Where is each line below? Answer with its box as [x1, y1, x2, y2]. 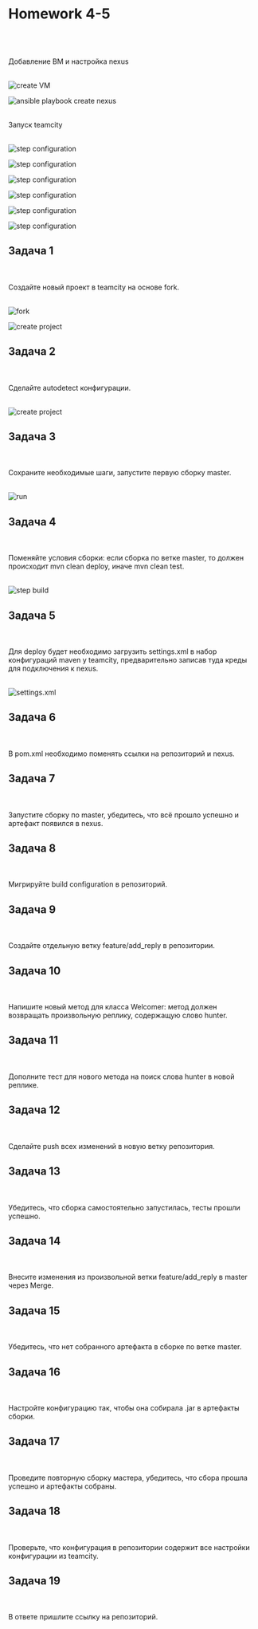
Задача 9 [8, 903, 57, 916]
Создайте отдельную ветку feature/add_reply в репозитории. [8, 941, 215, 950]
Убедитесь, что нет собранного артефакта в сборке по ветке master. [8, 1342, 242, 1352]
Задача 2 [8, 344, 56, 359]
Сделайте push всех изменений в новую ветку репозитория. [8, 1141, 215, 1151]
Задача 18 [8, 1505, 61, 1518]
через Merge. [8, 1281, 54, 1290]
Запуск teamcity [8, 120, 63, 129]
